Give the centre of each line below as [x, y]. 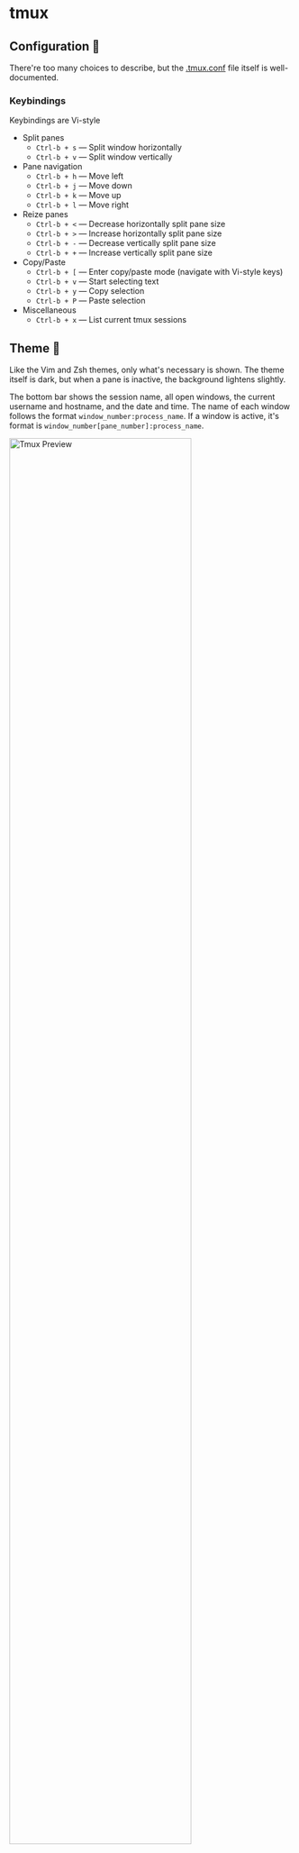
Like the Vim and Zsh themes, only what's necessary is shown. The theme [147, 370]
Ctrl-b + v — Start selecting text [97, 281]
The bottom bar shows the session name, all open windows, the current [142, 397]
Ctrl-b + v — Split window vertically [104, 157]
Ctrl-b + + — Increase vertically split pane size [124, 253]
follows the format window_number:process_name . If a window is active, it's [144, 416]
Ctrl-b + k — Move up [78, 196]
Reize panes [45, 215]
